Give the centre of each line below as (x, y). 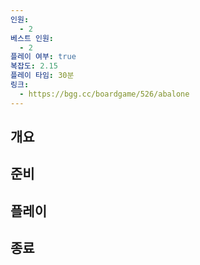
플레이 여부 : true (43, 57)
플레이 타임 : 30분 (42, 76)
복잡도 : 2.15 (34, 66)
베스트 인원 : (32, 38)
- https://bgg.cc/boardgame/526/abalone (104, 94)
